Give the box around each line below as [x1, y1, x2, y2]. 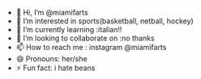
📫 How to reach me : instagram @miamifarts [15, 43, 167, 52]
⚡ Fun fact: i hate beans [15, 63, 96, 73]
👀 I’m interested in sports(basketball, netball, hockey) [15, 16, 195, 26]
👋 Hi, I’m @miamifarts [15, 8, 88, 17]
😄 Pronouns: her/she [15, 54, 88, 64]
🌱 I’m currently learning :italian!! [15, 25, 122, 34]
